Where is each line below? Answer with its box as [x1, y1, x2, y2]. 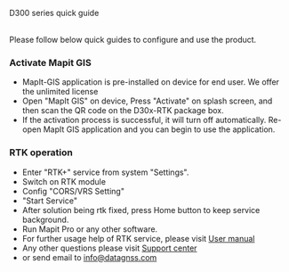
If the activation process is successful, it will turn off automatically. [21, 115, 267, 126]
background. [21, 214, 69, 225]
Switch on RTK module [21, 176, 107, 186]
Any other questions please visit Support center [21, 243, 197, 253]
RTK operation [9, 146, 73, 159]
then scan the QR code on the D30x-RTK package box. [21, 105, 224, 116]
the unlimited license [21, 87, 99, 97]
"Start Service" [21, 195, 78, 206]
